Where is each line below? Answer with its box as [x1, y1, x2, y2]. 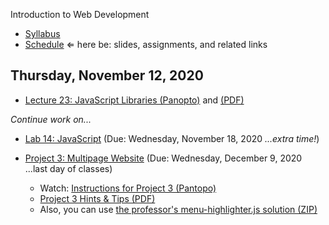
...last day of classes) [24, 162, 113, 174]
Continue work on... [10, 113, 92, 125]
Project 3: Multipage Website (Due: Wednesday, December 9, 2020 [24, 152, 303, 164]
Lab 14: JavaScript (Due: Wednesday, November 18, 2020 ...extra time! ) [24, 132, 320, 144]
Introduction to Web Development [10, 9, 150, 20]
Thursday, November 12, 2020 [10, 67, 204, 84]
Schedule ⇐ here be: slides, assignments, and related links [24, 39, 268, 50]
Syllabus [24, 28, 61, 39]
